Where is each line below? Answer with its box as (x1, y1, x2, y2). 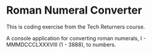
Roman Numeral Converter (6, 4, 142, 17)
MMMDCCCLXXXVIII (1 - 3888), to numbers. (6, 41, 117, 48)
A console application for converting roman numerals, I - (6, 34, 146, 42)
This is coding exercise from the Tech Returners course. (6, 23, 145, 30)
